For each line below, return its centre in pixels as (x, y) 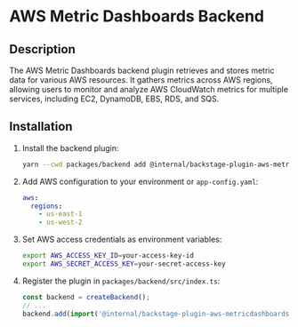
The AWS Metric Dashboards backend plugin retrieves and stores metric (142, 70)
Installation (41, 127)
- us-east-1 (60, 214)
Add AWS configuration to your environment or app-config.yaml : (140, 181)
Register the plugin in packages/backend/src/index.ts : (121, 281)
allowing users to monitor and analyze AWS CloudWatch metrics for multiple (149, 89)
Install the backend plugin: (70, 148)
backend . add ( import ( (60, 314)
